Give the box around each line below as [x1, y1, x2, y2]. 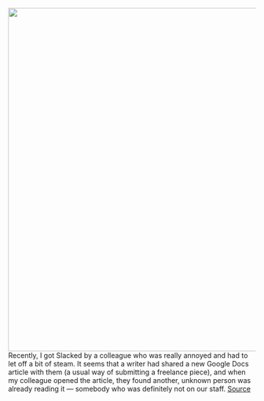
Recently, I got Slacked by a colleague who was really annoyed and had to [8, 351, 248, 360]
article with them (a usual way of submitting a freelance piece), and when [8, 367, 246, 377]
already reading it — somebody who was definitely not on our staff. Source [8, 385, 251, 393]
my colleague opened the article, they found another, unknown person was [8, 376, 251, 385]
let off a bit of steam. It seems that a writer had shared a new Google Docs [8, 359, 249, 368]
